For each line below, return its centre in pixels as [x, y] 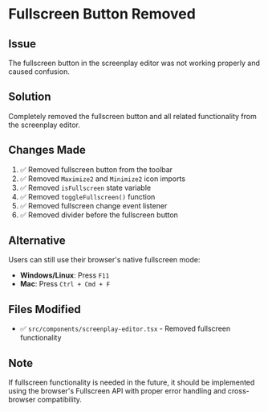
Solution [30, 97]
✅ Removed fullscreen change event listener [93, 205]
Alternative [37, 241]
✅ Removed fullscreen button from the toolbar [96, 169]
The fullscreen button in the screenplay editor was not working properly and [134, 63]
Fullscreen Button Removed [102, 14]
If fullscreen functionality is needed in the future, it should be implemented [132, 382]
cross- [239, 391]
